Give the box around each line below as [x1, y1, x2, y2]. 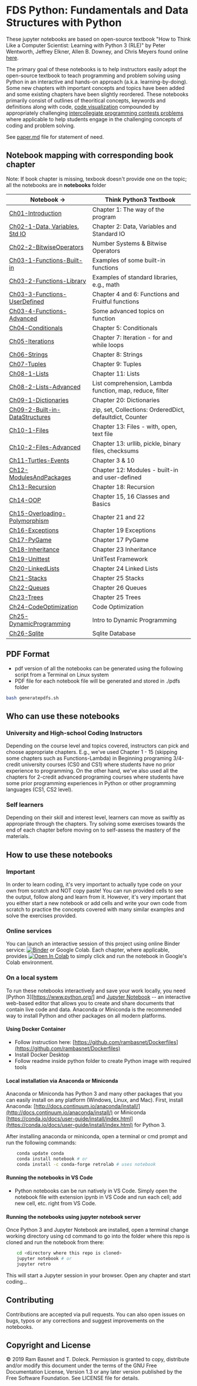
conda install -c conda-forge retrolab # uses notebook [16, 1161, 157, 1167]
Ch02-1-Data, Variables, [9, 222, 79, 230]
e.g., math [92, 280, 120, 288]
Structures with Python [6, 16, 122, 29]
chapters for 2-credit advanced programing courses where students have [6, 773, 184, 780]
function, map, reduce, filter [92, 386, 169, 394]
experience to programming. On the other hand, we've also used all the [6, 767, 178, 775]
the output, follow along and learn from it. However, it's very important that [6, 893, 186, 900]
